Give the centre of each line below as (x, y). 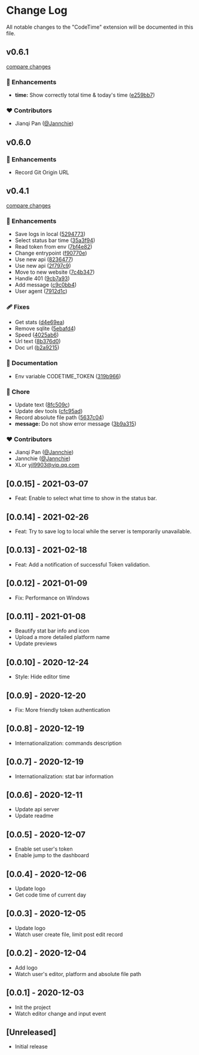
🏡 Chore (18, 392)
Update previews (36, 644)
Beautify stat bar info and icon (52, 631)
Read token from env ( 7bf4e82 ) (53, 247)
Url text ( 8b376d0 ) (38, 341)
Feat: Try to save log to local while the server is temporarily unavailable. (103, 531)
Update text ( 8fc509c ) (42, 405)
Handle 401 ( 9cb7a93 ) (42, 279)
